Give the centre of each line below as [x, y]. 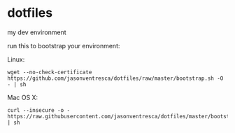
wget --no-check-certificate [50, 72]
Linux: [16, 59]
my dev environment [37, 32]
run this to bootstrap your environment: [64, 45]
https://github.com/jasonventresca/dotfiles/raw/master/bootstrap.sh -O [115, 78]
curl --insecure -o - [39, 110]
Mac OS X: [23, 97]
